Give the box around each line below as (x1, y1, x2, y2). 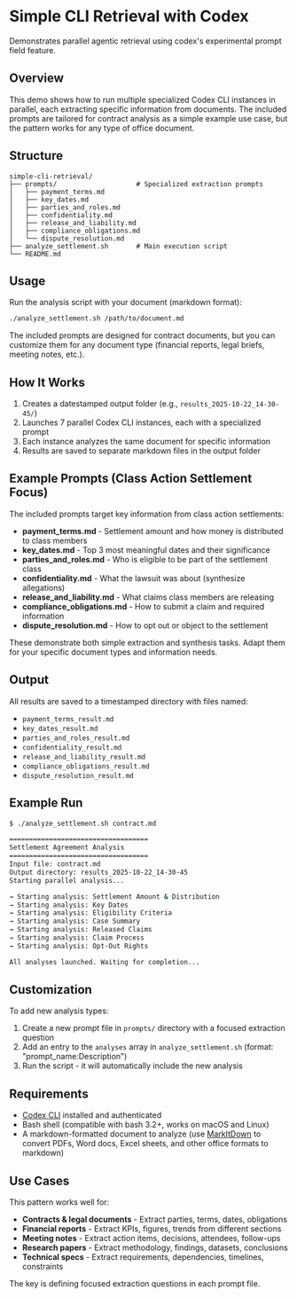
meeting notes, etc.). (9, 349, 85, 360)
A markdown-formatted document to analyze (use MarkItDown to (21, 1129, 262, 1139)
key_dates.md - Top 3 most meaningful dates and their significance (21, 544, 270, 555)
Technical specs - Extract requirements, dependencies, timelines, (21, 1252, 264, 1263)
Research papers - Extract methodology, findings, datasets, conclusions (21, 1242, 288, 1253)
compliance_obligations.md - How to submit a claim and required (21, 601, 265, 611)
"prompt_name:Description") (21, 1051, 128, 1062)
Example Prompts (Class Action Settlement (9, 471, 253, 486)
